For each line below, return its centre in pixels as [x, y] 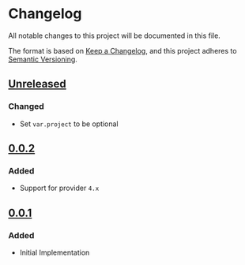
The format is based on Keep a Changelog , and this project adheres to [122, 50]
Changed [26, 106]
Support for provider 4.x [59, 188]
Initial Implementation [55, 252]
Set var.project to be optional [69, 124]
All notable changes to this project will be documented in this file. [115, 35]
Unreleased [38, 84]
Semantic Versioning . [43, 59]
